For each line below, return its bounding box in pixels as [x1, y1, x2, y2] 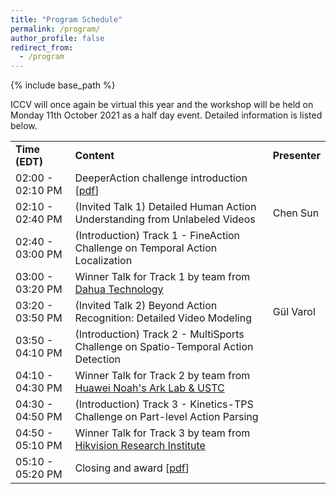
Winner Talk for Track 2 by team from [74, 369, 251, 383]
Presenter [272, 149, 321, 163]
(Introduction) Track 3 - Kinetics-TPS [74, 397, 254, 411]
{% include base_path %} [10, 79, 116, 91]
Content [74, 149, 115, 163]
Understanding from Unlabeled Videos [74, 212, 256, 226]
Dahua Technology [74, 282, 164, 296]
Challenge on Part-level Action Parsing [74, 410, 259, 424]
